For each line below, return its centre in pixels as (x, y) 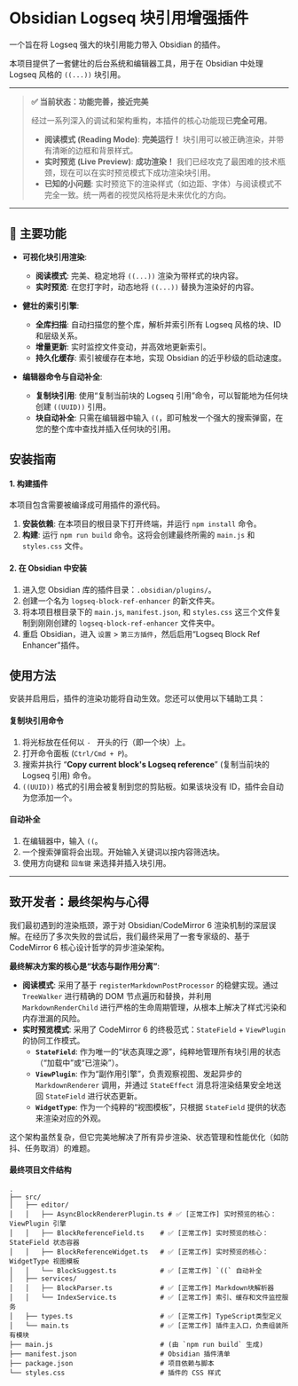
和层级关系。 (59, 335)
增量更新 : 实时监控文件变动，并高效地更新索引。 (123, 346)
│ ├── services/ (43, 1279)
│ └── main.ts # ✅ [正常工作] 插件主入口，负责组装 (145, 1326)
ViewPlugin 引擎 (38, 1224)
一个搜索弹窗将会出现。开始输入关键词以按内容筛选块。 (123, 852)
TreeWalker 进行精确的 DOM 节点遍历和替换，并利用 (117, 996)
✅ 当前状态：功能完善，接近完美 (90, 101)
